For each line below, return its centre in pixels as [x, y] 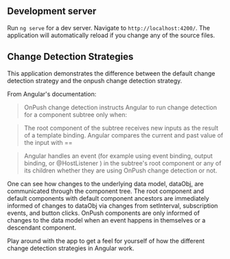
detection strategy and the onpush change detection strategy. [95, 80]
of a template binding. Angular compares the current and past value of [124, 135]
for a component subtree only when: [76, 114]
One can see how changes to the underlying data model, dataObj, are [105, 183]
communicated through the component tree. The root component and [106, 191]
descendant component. [42, 227]
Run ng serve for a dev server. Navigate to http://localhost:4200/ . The [109, 27]
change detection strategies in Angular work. [71, 248]
